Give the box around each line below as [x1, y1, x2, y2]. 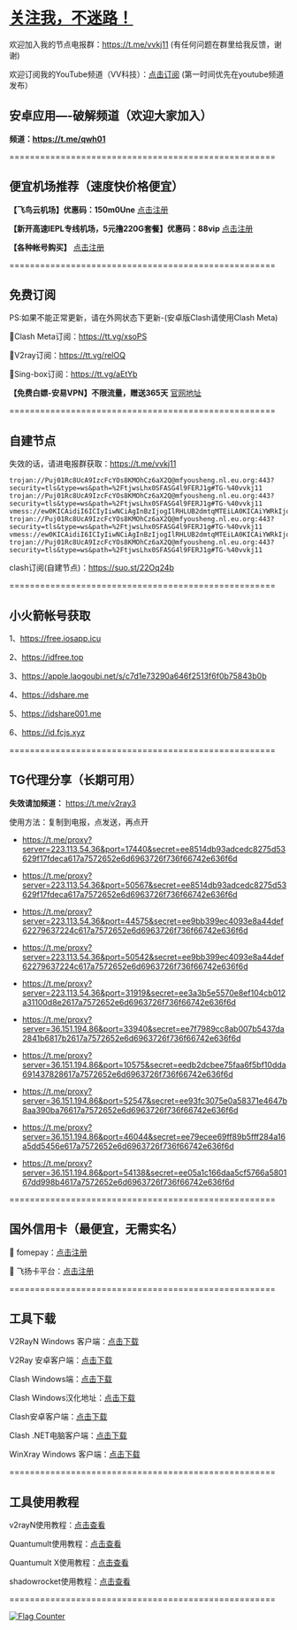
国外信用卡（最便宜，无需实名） [9, 1222, 184, 1237]
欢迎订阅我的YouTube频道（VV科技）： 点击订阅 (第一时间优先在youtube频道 [9, 68, 285, 80]
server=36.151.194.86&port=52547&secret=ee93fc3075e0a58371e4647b [21, 1095, 287, 1106]
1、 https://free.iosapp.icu [9, 634, 102, 643]
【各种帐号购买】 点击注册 [9, 242, 104, 252]
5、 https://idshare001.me [9, 709, 102, 719]
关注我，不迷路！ [9, 8, 134, 28]
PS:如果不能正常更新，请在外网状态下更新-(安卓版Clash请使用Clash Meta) [9, 312, 278, 323]
